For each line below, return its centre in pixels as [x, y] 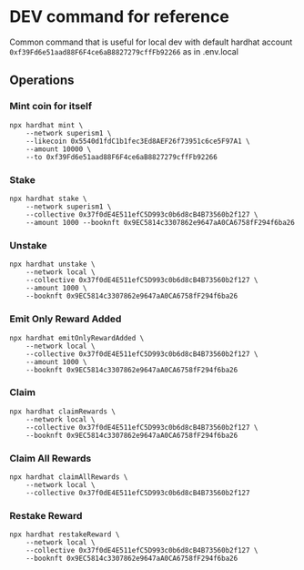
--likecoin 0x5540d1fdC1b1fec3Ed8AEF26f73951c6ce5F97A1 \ [138, 141]
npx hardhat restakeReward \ [65, 534]
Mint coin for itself [51, 107]
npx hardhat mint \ [46, 125]
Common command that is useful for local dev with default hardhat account [151, 42]
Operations [42, 81]
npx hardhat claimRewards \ [63, 412]
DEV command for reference [119, 17]
